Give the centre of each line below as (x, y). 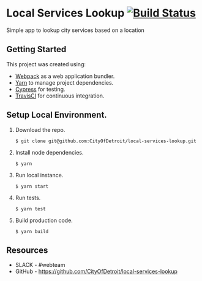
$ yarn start (32, 186)
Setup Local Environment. (57, 115)
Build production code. (44, 220)
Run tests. (28, 198)
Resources (27, 250)
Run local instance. (39, 175)
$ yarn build (32, 231)
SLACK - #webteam (40, 265)
